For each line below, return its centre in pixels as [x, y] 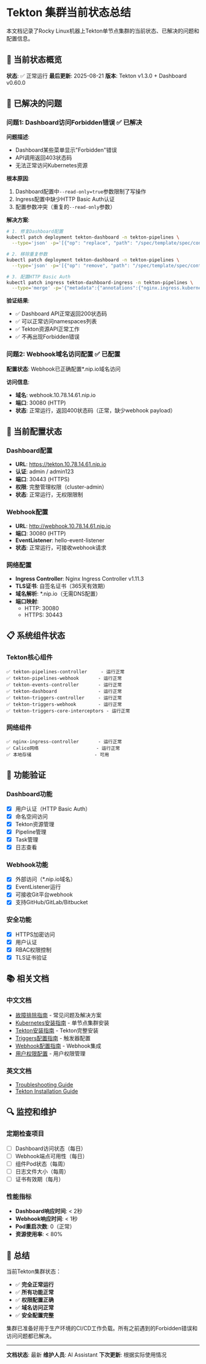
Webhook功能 [27, 864]
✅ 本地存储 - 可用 [58, 755]
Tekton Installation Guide [47, 1091]
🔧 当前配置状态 [34, 432]
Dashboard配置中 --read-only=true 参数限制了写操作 [81, 192]
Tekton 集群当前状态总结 [69, 13]
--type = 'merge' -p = [37, 288]
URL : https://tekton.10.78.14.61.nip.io [61, 464]
